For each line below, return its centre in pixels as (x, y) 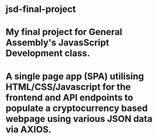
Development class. (48, 53)
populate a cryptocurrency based (77, 108)
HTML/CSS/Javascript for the (68, 87)
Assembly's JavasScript (57, 43)
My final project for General (64, 32)
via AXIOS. (28, 129)
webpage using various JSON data (79, 119)
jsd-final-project (41, 9)
